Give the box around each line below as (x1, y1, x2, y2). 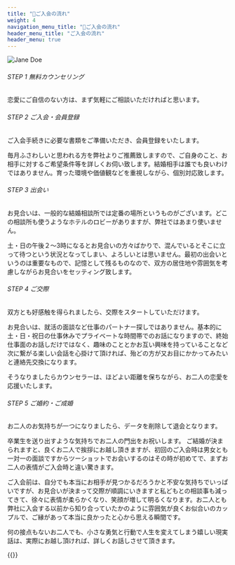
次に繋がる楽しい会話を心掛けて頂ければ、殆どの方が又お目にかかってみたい (7, 348, 229, 358)
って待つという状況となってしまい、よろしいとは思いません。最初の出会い (7, 250, 222, 258)
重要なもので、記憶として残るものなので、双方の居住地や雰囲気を (31, 259, 222, 267)
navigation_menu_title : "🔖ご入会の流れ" (7, 23, 121, 30)
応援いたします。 (7, 381, 56, 390)
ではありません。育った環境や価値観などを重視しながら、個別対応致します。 (7, 168, 228, 177)
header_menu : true (7, 36, 61, 43)
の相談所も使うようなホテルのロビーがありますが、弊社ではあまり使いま (7, 217, 216, 226)
